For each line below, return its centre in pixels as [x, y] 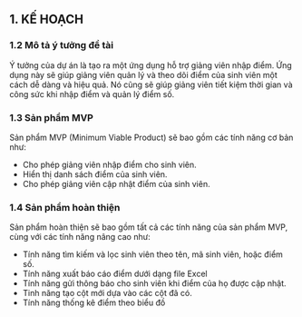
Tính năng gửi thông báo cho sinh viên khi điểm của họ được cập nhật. [155, 283]
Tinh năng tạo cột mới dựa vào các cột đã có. [107, 293]
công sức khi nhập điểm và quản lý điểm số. [92, 94]
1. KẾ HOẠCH [47, 20]
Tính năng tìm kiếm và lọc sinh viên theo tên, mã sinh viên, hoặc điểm [153, 254]
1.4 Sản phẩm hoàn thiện [65, 207]
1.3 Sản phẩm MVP [51, 117]
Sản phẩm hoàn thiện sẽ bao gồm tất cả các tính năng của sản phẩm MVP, [149, 227]
